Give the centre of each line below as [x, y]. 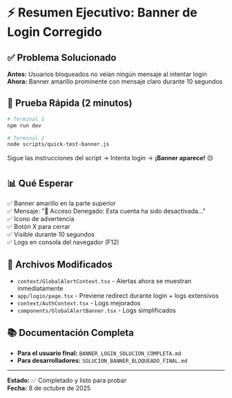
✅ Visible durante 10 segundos [51, 234]
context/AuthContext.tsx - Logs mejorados [79, 303]
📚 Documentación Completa [71, 333]
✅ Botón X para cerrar [39, 227]
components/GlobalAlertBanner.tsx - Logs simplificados [96, 310]
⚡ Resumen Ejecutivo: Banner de [103, 13]
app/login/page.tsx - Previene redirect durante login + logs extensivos [118, 295]
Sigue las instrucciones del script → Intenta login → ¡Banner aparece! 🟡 [110, 158]
